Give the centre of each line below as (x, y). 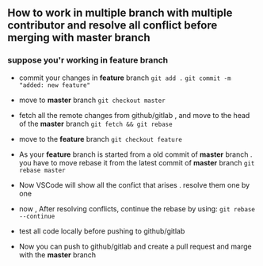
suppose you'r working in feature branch (88, 60)
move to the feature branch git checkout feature (101, 139)
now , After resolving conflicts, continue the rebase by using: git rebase (137, 208)
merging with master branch (79, 38)
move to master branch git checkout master (92, 100)
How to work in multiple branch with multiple (120, 13)
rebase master (42, 170)
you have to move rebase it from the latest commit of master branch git (137, 162)
